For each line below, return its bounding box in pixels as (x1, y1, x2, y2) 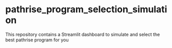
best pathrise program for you (5, 37, 69, 43)
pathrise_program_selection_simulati (5, 4, 167, 15)
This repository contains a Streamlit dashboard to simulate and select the (5, 31, 160, 37)
